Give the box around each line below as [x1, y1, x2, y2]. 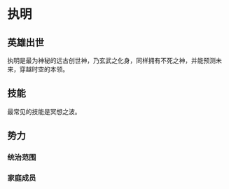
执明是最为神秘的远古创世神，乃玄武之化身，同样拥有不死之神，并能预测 [7, 57, 216, 64]
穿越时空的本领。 [19, 65, 69, 73]
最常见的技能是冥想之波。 [7, 107, 81, 115]
